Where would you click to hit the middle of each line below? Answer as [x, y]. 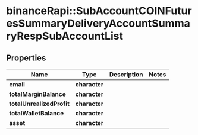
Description [126, 74]
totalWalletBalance [37, 113]
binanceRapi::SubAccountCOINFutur [99, 11]
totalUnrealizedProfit [39, 104]
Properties [26, 58]
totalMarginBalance [38, 94]
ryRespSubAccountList [65, 36]
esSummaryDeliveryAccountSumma [98, 23]
